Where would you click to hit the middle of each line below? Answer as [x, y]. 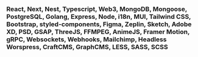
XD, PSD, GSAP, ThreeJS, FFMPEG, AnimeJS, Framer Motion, [98, 32]
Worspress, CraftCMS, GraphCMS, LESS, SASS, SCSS [87, 47]
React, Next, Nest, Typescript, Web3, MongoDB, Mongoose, [97, 9]
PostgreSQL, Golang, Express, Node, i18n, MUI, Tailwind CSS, [99, 16]
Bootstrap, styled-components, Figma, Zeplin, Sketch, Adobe [99, 24]
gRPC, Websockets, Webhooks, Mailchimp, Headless [87, 39]
